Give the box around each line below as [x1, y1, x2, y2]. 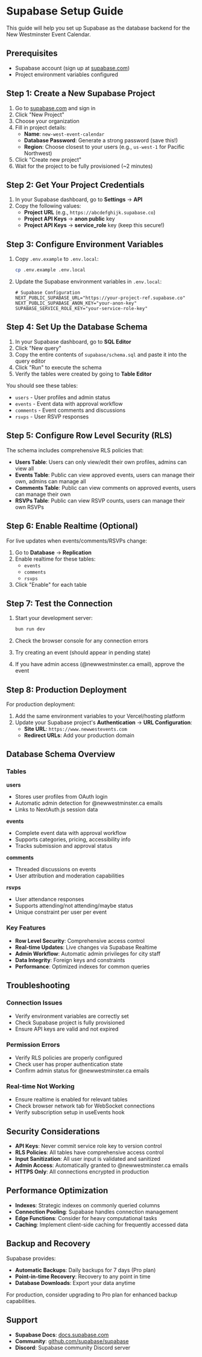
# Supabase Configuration [14, 289, 80, 296]
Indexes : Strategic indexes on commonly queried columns [14, 1201, 160, 1209]
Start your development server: [14, 615, 93, 622]
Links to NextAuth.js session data [14, 805, 98, 813]
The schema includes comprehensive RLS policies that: [6, 446, 144, 454]
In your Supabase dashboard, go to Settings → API [14, 196, 143, 203]
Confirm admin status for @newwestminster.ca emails [14, 1067, 150, 1074]
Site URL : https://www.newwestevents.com [24, 725, 128, 732]
